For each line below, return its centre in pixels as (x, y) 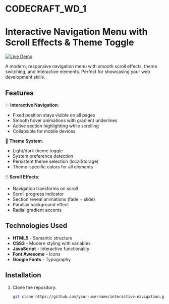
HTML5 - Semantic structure (42, 238)
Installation (23, 275)
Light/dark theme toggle (38, 150)
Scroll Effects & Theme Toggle (70, 43)
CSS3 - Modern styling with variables (51, 243)
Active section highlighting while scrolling (56, 126)
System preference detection (43, 156)
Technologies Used (36, 226)
